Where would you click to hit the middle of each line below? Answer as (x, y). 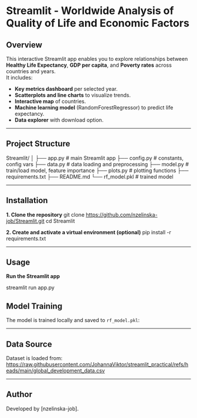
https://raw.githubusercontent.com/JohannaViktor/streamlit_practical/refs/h (97, 365)
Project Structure (38, 144)
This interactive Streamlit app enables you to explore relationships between (97, 59)
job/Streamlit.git (26, 221)
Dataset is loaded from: (34, 358)
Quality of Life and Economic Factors (98, 23)
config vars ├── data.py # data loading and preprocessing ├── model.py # (98, 164)
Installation (27, 201)
